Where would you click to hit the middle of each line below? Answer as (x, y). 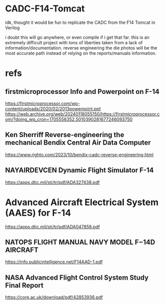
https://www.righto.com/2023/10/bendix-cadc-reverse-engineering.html (80, 154)
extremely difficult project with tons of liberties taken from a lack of (74, 42)
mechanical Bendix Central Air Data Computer (78, 143)
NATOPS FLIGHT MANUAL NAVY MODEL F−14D (80, 242)
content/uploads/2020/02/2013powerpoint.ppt (53, 109)
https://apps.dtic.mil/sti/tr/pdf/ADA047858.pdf (53, 227)
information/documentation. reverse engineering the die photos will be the (81, 48)
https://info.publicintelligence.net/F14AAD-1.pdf (54, 262)
